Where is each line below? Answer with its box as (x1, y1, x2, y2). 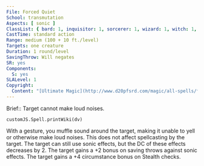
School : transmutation (6, 15, 64, 21)
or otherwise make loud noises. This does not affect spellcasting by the (6, 133, 185, 140)
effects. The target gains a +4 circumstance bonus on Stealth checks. (6, 153, 181, 160)
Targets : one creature (6, 43, 64, 49)
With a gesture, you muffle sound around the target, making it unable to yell (6, 127, 195, 134)
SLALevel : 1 (6, 77, 36, 83)
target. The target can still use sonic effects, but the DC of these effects (6, 140, 186, 147)
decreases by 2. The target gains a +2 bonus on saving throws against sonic (6, 147, 197, 154)
